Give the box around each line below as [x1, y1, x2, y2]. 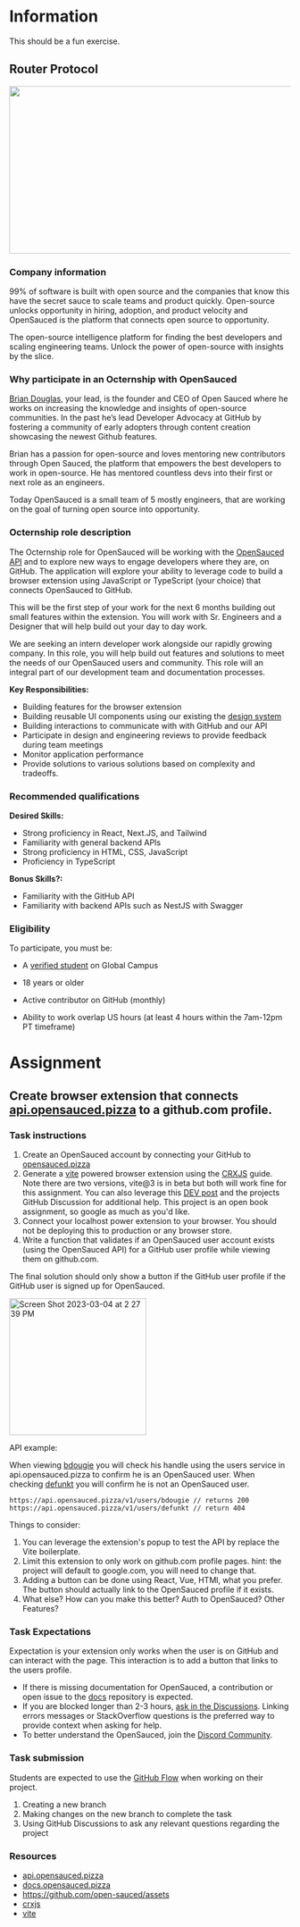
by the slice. [9, 351, 54, 362]
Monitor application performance [21, 749, 145, 759]
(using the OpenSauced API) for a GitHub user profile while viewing [21, 1244, 271, 1255]
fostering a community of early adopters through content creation [9, 422, 252, 432]
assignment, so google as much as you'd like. [21, 1206, 190, 1217]
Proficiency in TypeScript [21, 856, 116, 867]
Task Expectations [9, 1626, 92, 1638]
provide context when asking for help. [21, 1720, 162, 1730]
